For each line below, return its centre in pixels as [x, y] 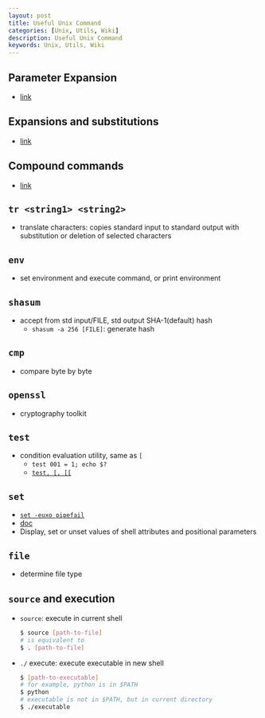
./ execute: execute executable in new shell [92, 663]
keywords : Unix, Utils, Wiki [57, 45]
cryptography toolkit [53, 413]
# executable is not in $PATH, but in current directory [116, 700]
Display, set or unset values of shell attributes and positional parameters [138, 532]
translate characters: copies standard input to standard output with [129, 227]
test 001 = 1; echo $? [69, 465]
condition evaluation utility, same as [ [81, 456]
